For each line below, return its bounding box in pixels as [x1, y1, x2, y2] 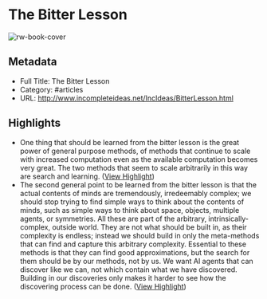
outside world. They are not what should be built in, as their [51, 222, 247, 232]
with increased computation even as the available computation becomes [19, 154, 258, 164]
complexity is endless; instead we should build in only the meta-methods [19, 230, 260, 240]
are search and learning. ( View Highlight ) [19, 171, 155, 181]
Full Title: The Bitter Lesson [19, 76, 110, 85]
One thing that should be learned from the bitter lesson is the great [19, 137, 240, 147]
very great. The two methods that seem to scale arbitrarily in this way [19, 163, 249, 172]
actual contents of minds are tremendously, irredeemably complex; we [19, 188, 252, 198]
